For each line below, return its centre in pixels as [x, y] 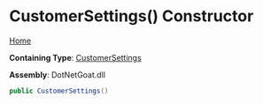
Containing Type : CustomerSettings [75, 57]
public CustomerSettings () [59, 91]
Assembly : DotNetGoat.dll [58, 74]
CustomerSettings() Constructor [131, 16]
